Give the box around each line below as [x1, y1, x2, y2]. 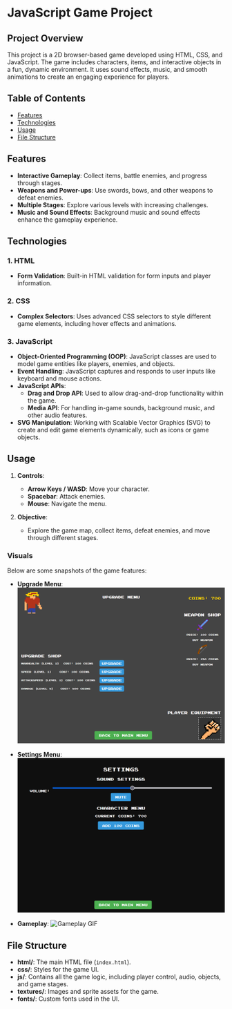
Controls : [17, 471, 45, 479]
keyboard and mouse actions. [17, 374, 102, 383]
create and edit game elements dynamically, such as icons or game [17, 425, 209, 434]
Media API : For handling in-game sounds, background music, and [27, 403, 215, 412]
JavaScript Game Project [7, 5, 153, 21]
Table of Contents [7, 93, 86, 104]
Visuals [7, 550, 33, 560]
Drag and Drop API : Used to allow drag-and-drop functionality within [27, 389, 224, 397]
